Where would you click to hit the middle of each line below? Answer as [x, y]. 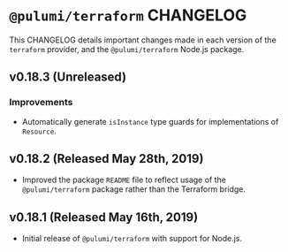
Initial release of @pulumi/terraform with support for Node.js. [132, 239]
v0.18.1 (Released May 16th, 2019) [104, 217]
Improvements [41, 103]
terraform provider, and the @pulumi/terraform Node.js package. [127, 49]
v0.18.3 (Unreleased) [68, 77]
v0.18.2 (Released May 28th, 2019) [106, 159]
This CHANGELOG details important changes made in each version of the [143, 40]
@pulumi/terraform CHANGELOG [128, 15]
